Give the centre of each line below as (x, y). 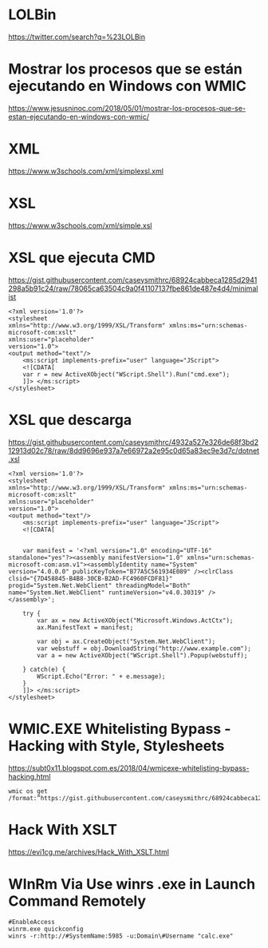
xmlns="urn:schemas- (221, 557)
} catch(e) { (44, 669)
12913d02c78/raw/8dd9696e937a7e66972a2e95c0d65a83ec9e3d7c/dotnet (134, 450)
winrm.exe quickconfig (46, 929)
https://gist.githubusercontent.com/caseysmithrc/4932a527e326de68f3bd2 (134, 442)
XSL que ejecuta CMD (82, 258)
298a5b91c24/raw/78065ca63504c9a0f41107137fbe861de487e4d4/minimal (133, 288)
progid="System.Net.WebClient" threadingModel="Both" (100, 585)
